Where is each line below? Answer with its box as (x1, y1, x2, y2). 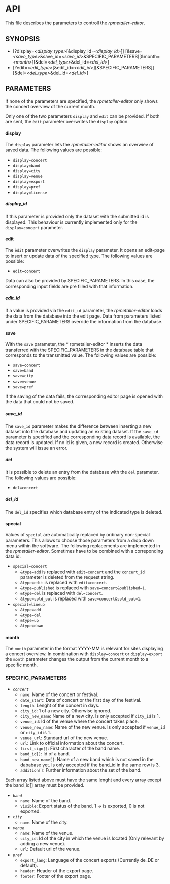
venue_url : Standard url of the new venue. (20, 735, 108, 741)
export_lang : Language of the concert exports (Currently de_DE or (20, 857, 159, 863)
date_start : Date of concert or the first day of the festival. (20, 697, 142, 703)
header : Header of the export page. (20, 867, 94, 874)
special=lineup (12, 602, 45, 607)
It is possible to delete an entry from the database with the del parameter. (5, 469, 159, 476)
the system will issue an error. (5, 445, 68, 451)
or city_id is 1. (20, 729, 51, 735)
